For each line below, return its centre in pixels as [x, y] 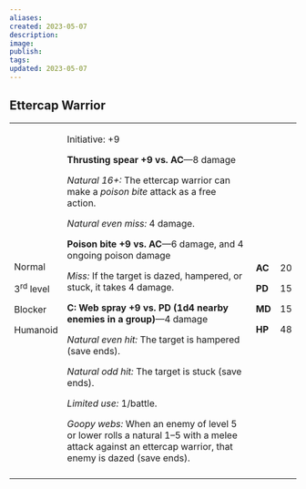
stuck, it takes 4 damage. [121, 287]
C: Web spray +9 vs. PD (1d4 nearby [148, 308]
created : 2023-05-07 [49, 26]
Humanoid [36, 331]
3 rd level [32, 289]
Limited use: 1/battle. [112, 403]
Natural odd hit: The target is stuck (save [154, 372]
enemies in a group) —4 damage [137, 319]
